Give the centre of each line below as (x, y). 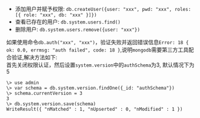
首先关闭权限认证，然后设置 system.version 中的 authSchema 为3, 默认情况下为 (101, 65)
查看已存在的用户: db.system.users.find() (68, 22)
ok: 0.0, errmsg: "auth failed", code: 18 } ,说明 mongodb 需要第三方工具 (98, 50)
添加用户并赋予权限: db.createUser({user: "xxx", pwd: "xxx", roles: (103, 9)
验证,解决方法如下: (34, 57)
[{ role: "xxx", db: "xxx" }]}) (56, 15)
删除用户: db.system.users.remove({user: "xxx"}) (78, 29)
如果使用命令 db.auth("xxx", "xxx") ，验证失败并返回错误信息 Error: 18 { (98, 42)
